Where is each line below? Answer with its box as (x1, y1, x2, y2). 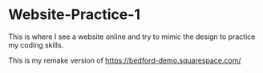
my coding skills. (8, 40, 64, 49)
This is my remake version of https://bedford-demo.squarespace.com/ (8, 56, 241, 65)
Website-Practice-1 (8, 6, 141, 24)
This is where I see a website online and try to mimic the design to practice (8, 32, 256, 41)
